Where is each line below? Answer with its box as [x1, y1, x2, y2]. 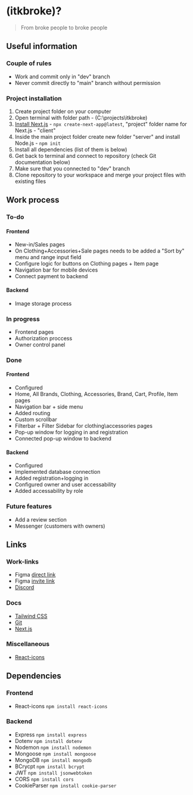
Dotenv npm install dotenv [14, 737, 82, 744]
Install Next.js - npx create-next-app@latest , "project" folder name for [14, 120, 188, 127]
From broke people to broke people [20, 24, 108, 31]
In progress [6, 315, 40, 323]
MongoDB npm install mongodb [14, 756, 92, 763]
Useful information [6, 41, 77, 51]
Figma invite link [14, 577, 55, 584]
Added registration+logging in [14, 474, 89, 482]
